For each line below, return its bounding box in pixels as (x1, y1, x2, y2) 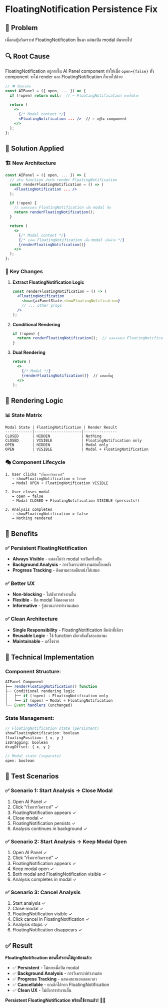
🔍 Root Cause (5, 52, 50, 61)
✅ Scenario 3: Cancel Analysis (5, 889, 81, 896)
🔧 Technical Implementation (5, 653, 94, 662)
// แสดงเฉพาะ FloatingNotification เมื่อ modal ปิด (14, 205, 111, 210)
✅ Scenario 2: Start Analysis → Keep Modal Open (5, 838, 127, 845)
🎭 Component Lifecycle (5, 459, 65, 466)
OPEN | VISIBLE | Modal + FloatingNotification (5, 447, 149, 452)
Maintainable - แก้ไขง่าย (12, 638, 59, 644)
